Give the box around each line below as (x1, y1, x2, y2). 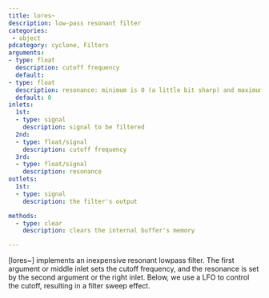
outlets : (8, 175, 38, 184)
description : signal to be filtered (22, 123, 146, 131)
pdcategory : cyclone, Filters (8, 42, 110, 50)
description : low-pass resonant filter (8, 19, 142, 27)
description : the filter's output (22, 197, 138, 205)
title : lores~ (8, 11, 56, 20)
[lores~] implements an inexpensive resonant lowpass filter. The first (8, 256, 235, 265)
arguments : (8, 49, 45, 57)
